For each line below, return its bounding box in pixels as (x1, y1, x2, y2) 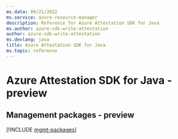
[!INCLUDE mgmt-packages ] (6, 126, 77, 133)
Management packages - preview (6, 110, 135, 120)
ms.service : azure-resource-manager (6, 14, 98, 20)
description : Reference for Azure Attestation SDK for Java (6, 20, 160, 26)
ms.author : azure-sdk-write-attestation (6, 25, 109, 32)
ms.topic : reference (6, 48, 58, 54)
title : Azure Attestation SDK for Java (6, 43, 106, 49)
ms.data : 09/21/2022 (6, 8, 58, 15)
